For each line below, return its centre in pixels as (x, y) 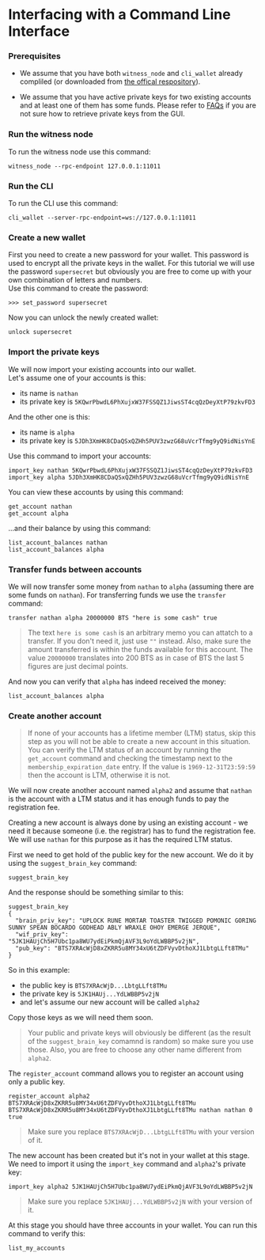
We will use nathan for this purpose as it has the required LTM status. (121, 840)
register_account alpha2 (49, 1097)
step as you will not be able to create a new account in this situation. (139, 742)
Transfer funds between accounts (75, 569)
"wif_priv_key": (42, 935)
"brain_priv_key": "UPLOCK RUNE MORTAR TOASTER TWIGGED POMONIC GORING (136, 921)
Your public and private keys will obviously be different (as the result (139, 1033)
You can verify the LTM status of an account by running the (124, 750)
